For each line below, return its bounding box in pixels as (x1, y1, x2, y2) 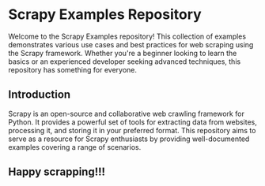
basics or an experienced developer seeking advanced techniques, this (8, 57, 241, 66)
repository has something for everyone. (8, 65, 137, 74)
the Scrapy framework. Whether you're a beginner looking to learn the (8, 48, 237, 58)
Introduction (8, 88, 71, 102)
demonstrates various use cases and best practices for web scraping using (8, 39, 254, 49)
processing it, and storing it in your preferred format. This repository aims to (8, 125, 256, 135)
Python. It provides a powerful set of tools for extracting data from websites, (8, 117, 257, 127)
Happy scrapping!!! (8, 166, 105, 179)
